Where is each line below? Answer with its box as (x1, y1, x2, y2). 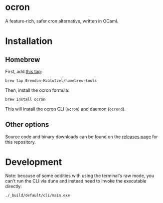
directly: (5, 184, 22, 190)
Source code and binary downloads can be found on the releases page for (5, 134, 159, 140)
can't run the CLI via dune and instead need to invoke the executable (5, 178, 147, 184)
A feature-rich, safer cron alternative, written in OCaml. (5, 18, 119, 24)
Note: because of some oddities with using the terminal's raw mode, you (5, 173, 155, 179)
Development (5, 156, 62, 168)
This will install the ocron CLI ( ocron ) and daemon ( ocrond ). (5, 106, 126, 112)
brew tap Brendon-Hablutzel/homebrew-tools (5, 78, 97, 83)
